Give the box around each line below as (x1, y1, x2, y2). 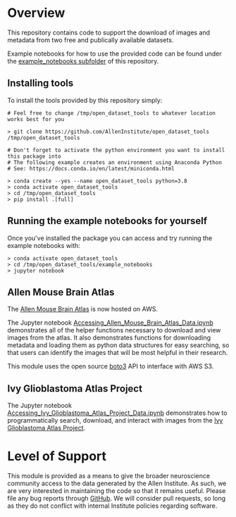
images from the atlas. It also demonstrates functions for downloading (7, 333, 211, 342)
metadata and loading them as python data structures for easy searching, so (7, 341, 230, 349)
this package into (7, 153, 61, 160)
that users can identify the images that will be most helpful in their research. (7, 349, 228, 357)
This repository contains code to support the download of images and (7, 28, 210, 37)
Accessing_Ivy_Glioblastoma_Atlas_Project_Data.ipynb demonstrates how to (7, 409, 228, 417)
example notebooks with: (7, 241, 81, 249)
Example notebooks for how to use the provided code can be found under (7, 49, 222, 58)
